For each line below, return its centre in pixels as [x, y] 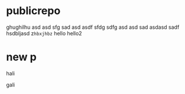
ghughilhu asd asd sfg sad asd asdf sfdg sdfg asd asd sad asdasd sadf [93, 27]
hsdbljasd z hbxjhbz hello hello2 [44, 33]
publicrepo [33, 11]
